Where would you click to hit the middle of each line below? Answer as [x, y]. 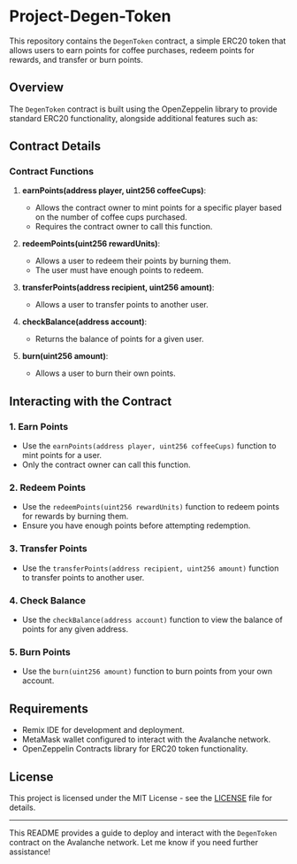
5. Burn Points [40, 651]
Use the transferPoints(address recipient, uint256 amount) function [150, 568]
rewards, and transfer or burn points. [76, 59]
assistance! [30, 852]
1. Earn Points [39, 426]
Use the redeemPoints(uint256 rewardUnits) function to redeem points [151, 507]
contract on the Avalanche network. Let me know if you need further [134, 842]
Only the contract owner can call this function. [107, 465]
